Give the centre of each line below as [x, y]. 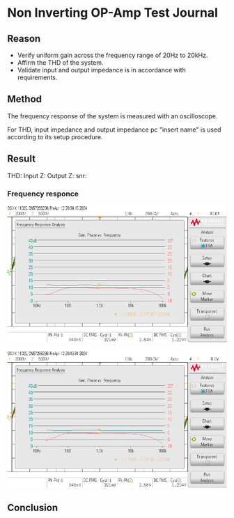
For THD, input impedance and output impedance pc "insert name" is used [114, 129]
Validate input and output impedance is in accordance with [101, 70]
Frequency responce [43, 194]
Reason [24, 39]
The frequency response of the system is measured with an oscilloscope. [112, 116]
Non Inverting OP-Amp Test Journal [112, 13]
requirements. [37, 77]
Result [22, 159]
